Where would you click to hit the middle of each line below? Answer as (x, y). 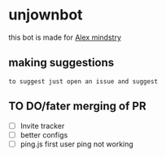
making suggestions (61, 63)
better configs (44, 134)
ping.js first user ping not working (77, 144)
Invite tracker (42, 125)
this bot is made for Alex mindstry (65, 37)
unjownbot (46, 15)
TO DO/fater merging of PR (77, 106)
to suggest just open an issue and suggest (83, 81)
